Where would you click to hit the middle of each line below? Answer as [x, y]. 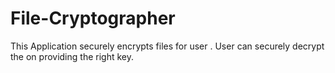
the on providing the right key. [72, 56]
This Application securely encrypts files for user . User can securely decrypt [167, 46]
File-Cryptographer [93, 18]
